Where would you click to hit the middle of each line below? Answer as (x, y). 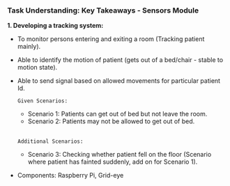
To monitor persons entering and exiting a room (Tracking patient (111, 39)
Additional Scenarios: (50, 141)
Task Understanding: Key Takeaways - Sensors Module (103, 10)
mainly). (29, 47)
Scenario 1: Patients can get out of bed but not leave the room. (117, 114)
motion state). (37, 68)
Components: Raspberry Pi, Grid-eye (70, 176)
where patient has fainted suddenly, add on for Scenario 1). (113, 162)
